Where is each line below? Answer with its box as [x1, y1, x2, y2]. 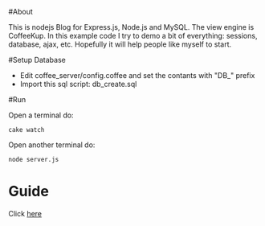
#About [8, 7, 34, 16]
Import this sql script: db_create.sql [19, 80, 137, 88]
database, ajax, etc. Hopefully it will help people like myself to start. [8, 39, 232, 49]
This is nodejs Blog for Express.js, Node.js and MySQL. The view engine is [8, 23, 255, 31]
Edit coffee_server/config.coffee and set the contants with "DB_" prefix [19, 71, 255, 80]
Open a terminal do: [8, 110, 74, 120]
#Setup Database [8, 55, 66, 64]
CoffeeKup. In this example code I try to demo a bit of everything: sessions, [8, 31, 258, 40]
